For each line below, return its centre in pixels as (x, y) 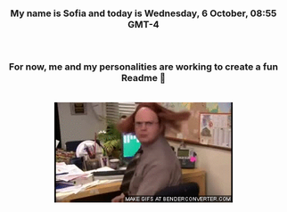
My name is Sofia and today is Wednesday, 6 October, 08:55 (143, 13)
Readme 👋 (143, 78)
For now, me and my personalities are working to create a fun (143, 67)
